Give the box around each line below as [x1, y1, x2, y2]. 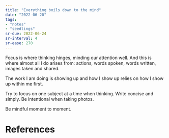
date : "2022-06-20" [5, 12, 47, 17]
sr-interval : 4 [5, 36, 38, 41]
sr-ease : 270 [5, 41, 33, 46]
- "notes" [5, 21, 26, 27]
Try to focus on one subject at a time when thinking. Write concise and [5, 90, 154, 97]
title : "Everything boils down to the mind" [5, 7, 101, 13]
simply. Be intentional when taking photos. [5, 96, 94, 102]
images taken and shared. [5, 65, 60, 71]
